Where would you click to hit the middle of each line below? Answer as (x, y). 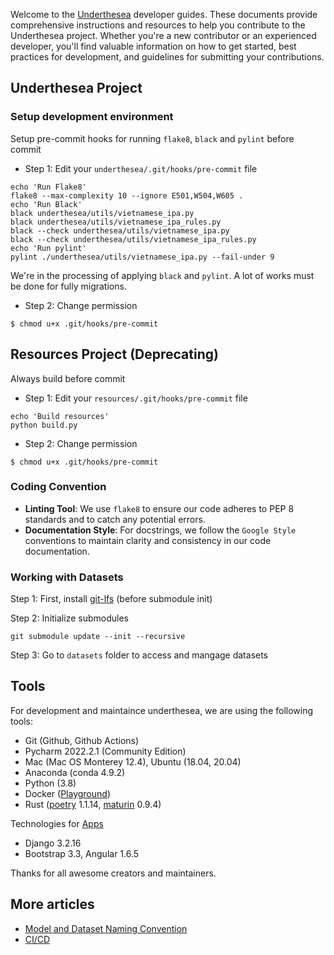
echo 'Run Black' (46, 204)
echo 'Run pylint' (48, 248)
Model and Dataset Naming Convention (106, 928)
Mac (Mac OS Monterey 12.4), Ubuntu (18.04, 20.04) (133, 761)
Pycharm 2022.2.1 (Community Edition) (105, 751)
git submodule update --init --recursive (98, 637)
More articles (52, 904)
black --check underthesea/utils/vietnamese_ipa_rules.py (133, 239)
